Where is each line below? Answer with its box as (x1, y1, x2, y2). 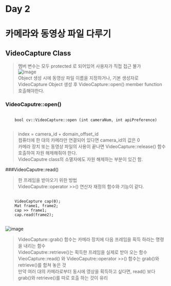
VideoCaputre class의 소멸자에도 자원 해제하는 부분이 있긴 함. (17, 156, 143, 162)
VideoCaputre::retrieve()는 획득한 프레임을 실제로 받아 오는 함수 (17, 249, 147, 255)
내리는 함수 (23, 243, 46, 249)
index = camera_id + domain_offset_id (17, 131, 99, 137)
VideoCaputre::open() (5, 101, 62, 108)
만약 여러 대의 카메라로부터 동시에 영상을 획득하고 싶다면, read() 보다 (17, 269, 156, 275)
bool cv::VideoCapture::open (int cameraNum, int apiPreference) (14, 117, 158, 123)
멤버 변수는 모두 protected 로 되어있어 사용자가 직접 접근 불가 (17, 63, 141, 69)
